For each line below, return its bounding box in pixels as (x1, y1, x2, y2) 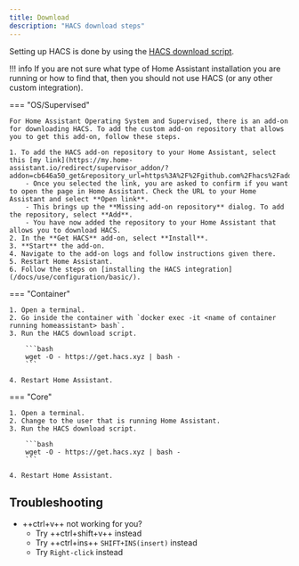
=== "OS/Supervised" (9, 99, 91, 110)
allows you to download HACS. (9, 226, 122, 234)
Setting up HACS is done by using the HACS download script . (9, 45, 234, 56)
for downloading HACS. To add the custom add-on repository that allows (9, 124, 285, 134)
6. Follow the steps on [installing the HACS (9, 265, 181, 274)
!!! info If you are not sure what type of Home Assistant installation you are (9, 63, 281, 74)
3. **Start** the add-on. (9, 242, 105, 250)
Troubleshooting (9, 495, 104, 510)
